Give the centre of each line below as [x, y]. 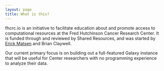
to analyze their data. [27, 63]
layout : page [18, 9]
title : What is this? [27, 14]
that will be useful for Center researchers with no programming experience [81, 58]
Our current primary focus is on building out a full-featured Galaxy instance [82, 53]
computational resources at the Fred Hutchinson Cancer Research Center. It [82, 33]
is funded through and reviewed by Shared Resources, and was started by [81, 38]
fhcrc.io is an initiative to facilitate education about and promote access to [80, 28]
